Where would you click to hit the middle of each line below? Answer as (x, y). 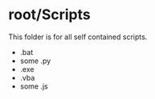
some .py (35, 61)
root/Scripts (49, 15)
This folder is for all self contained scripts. (78, 37)
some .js (34, 86)
